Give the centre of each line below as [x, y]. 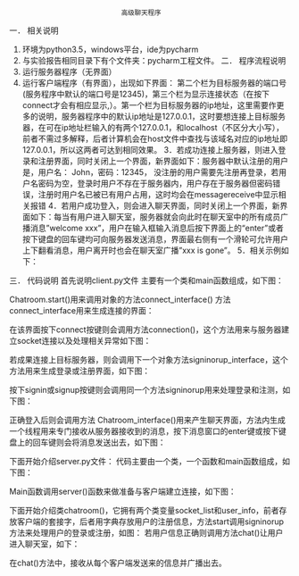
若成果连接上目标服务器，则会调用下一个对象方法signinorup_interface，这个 [149, 359]
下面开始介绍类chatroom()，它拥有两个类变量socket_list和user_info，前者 [144, 510]
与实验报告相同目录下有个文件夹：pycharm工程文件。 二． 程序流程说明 [154, 60]
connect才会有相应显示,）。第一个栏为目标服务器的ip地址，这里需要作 [149, 105]
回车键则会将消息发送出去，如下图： [99, 442]
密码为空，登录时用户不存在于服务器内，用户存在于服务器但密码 [155, 183]
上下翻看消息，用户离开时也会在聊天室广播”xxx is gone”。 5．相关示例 [152, 250]
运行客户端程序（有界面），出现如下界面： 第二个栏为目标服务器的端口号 [154, 83]
